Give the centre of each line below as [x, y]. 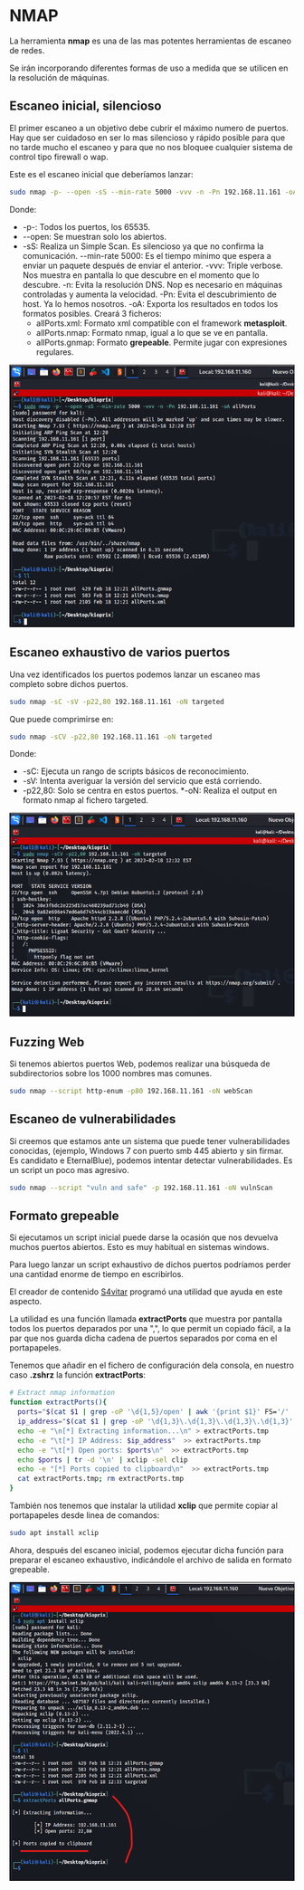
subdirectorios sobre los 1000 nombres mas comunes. [111, 1074]
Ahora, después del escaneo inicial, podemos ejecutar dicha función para [147, 1550]
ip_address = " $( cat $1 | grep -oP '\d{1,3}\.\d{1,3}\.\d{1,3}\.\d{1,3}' [156, 1422]
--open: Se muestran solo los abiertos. [95, 236]
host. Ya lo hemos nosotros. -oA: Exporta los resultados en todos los [150, 303]
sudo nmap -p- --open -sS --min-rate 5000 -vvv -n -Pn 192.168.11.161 [145, 192]
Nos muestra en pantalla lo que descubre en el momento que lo [141, 275]
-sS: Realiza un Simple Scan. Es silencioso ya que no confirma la [143, 246]
